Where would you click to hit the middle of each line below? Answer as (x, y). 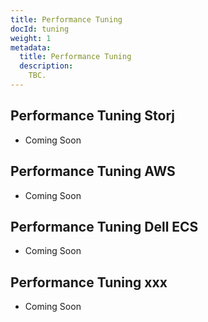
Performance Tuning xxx (89, 282)
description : (46, 66)
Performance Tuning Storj (92, 116)
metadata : (31, 47)
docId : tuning (40, 29)
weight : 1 (31, 38)
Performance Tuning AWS (93, 171)
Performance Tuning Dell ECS (104, 226)
